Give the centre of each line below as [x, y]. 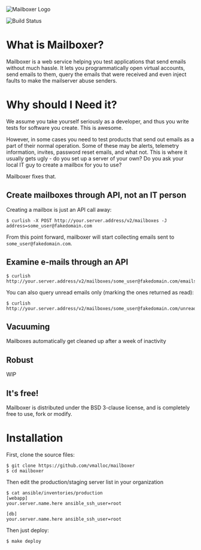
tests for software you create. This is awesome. [65, 127]
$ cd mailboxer [25, 471]
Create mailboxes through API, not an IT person [96, 195]
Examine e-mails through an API [67, 262]
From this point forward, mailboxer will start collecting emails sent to [90, 237]
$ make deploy [24, 541]
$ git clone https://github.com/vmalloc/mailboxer [71, 466]
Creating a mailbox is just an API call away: [59, 209]
